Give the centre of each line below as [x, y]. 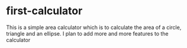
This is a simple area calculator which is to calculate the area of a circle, [94, 27]
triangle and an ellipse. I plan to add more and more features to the [87, 33]
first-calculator [44, 11]
